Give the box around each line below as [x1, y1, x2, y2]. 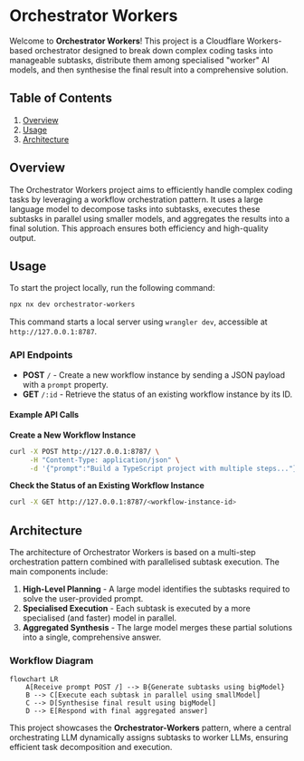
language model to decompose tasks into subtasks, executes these [9, 203, 261, 214]
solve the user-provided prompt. [22, 593, 144, 604]
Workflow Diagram [9, 654, 94, 667]
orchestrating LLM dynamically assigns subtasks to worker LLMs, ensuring [9, 732, 289, 743]
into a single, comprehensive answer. [22, 631, 162, 643]
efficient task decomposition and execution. [9, 742, 173, 753]
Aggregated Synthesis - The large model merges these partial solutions [22, 622, 292, 633]
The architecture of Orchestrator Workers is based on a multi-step [9, 547, 256, 558]
